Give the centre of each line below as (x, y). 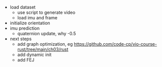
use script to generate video (46, 12)
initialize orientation (30, 23)
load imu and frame (37, 18)
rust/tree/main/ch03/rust (43, 49)
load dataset (23, 7)
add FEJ (26, 60)
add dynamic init (34, 55)
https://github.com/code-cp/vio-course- (115, 44)
